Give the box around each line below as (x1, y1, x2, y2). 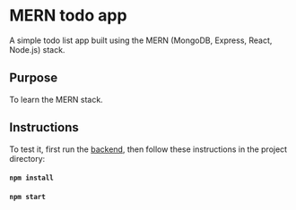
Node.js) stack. (9, 44, 65, 55)
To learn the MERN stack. (9, 94, 103, 105)
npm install (9, 173, 54, 183)
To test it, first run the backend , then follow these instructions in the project (9, 144, 288, 155)
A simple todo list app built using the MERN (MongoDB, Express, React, (9, 35, 273, 46)
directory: (9, 153, 46, 164)
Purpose (9, 71, 58, 86)
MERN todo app (9, 5, 127, 26)
